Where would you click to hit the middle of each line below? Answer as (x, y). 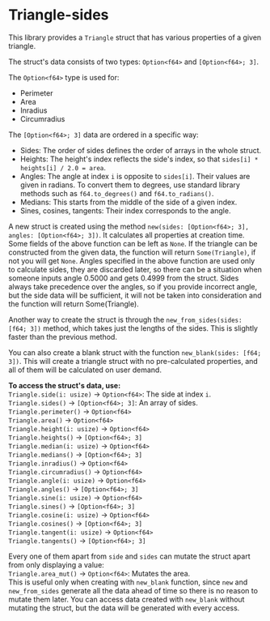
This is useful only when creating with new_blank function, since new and (128, 582)
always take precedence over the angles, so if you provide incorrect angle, (133, 286)
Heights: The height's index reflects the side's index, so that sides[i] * (139, 159)
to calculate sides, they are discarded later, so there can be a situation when (135, 269)
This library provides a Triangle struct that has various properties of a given (135, 37)
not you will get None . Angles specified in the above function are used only (132, 260)
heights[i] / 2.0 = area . (63, 167)
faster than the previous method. (63, 336)
